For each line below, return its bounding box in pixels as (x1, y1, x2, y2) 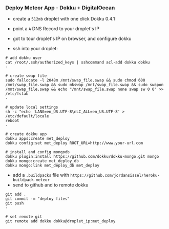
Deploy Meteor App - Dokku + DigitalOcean (5, 4, 115, 11)
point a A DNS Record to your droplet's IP (12, 26, 100, 32)
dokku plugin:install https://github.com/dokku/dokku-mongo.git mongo (5, 154, 159, 159)
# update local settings (5, 105, 58, 110)
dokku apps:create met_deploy (5, 136, 70, 141)
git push (5, 201, 24, 206)
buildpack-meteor (12, 177, 50, 183)
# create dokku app (5, 132, 47, 137)
